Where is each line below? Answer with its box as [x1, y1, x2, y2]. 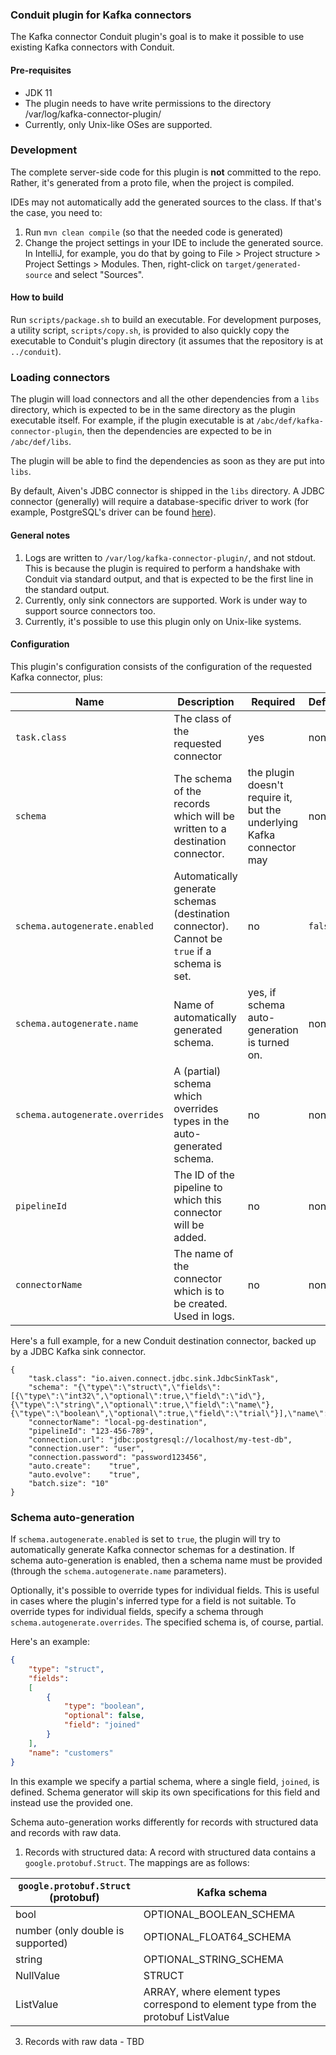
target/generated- [224, 259, 302, 270]
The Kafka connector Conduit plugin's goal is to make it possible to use [10, 31, 305, 43]
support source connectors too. [24, 604, 157, 617]
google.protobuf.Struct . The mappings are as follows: [24, 1856, 250, 1868]
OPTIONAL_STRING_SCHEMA [143, 1952, 284, 1966]
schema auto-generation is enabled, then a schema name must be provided [10, 1554, 323, 1566]
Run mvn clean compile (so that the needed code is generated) [24, 226, 284, 238]
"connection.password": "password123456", [28, 1452, 208, 1462]
